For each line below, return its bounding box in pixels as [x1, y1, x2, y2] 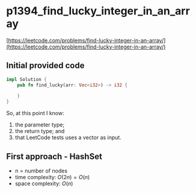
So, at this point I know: [6, 110, 64, 117]
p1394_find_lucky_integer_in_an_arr [6, 4, 191, 18]
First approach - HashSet [6, 151, 102, 161]
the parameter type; [14, 121, 65, 128]
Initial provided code [6, 61, 85, 71]
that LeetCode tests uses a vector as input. [14, 134, 121, 141]
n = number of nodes [14, 167, 68, 174]
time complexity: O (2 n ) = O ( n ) [14, 173, 90, 180]
